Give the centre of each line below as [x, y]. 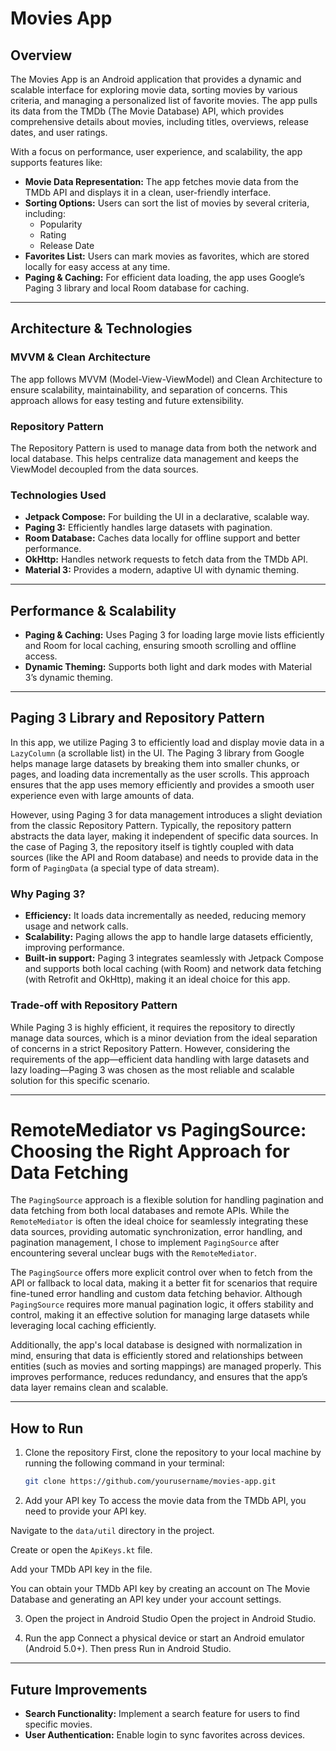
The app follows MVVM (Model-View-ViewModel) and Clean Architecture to [166, 379]
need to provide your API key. [85, 1511]
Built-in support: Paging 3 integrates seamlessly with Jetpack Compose [174, 958]
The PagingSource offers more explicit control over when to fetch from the [161, 1273]
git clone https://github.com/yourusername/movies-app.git [150, 1482]
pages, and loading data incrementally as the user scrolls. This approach [160, 774]
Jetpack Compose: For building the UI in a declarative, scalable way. [167, 517]
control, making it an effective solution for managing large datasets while [160, 1315]
